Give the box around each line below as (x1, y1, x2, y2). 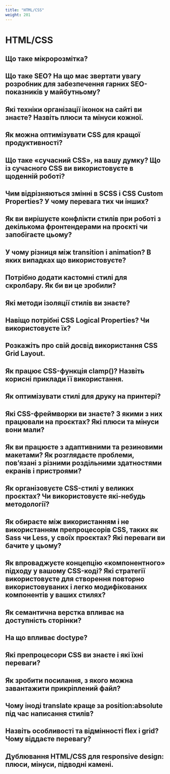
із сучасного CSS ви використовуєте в (5, 164, 134, 173)
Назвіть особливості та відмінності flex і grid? (5, 726, 159, 736)
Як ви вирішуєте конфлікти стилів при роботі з (5, 215, 161, 223)
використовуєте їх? (5, 324, 71, 333)
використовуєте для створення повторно (5, 575, 145, 583)
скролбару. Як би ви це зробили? (5, 282, 116, 290)
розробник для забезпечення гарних (5, 80, 129, 88)
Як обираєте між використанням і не (5, 517, 129, 526)
